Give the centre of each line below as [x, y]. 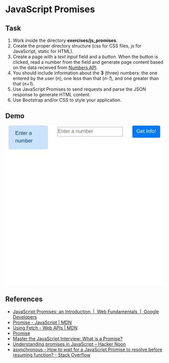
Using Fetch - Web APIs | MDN [45, 328]
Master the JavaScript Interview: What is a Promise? [68, 339]
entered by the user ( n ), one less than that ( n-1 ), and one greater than [86, 78]
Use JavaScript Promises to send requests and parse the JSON [79, 89]
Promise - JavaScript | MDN [42, 322]
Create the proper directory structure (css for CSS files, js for [77, 46]
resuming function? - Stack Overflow [52, 355]
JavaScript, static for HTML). [43, 51]
